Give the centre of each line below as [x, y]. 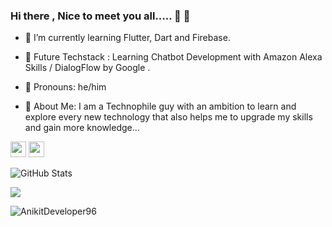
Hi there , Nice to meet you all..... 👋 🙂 [100, 16]
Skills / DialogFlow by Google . [87, 68]
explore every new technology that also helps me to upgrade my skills [168, 117]
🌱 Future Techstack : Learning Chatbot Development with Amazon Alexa [173, 57]
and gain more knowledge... [82, 128]
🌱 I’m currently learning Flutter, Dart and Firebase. [127, 38]
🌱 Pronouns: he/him [65, 87]
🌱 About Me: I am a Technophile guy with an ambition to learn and [160, 106]
